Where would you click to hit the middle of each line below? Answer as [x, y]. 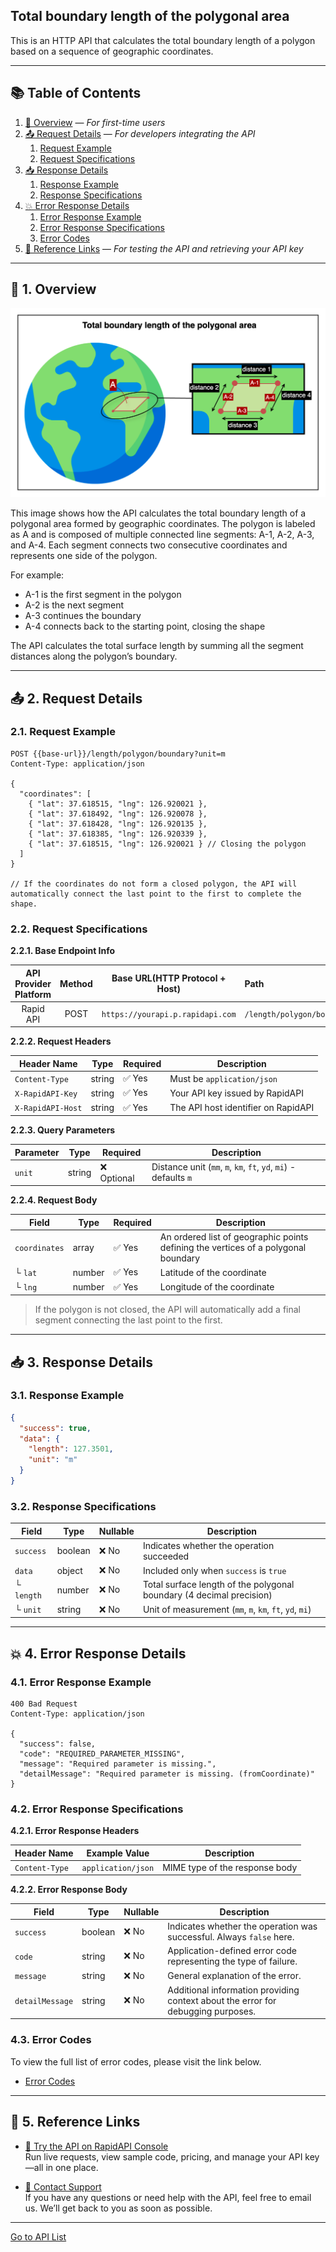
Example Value [118, 1853]
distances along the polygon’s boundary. [94, 656]
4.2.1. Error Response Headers [75, 1831]
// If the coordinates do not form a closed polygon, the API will [154, 884]
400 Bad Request [44, 1704]
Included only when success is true [214, 1570]
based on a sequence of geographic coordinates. [112, 51]
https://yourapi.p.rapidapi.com [169, 1015]
